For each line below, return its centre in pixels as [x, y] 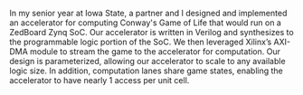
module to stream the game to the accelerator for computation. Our [155, 52]
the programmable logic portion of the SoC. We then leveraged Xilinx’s [141, 42]
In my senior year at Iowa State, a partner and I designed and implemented [148, 13]
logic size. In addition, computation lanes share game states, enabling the [146, 71]
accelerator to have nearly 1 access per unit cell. [99, 80]
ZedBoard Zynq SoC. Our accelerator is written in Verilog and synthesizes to [151, 32]
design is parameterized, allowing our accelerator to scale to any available [148, 61]
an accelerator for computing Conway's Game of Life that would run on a [146, 23]
